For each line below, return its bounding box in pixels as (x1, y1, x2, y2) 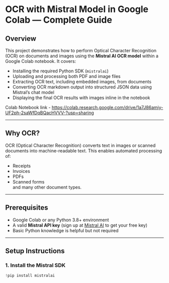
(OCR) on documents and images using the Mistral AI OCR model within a (5, 53, 158, 59)
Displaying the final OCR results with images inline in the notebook (12, 95, 150, 101)
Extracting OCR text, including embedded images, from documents (12, 79, 152, 84)
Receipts (12, 162, 31, 169)
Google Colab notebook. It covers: (5, 58, 76, 64)
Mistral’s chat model (12, 89, 54, 95)
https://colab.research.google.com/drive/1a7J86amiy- (51, 105, 163, 110)
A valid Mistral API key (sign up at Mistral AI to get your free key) (12, 222, 147, 228)
